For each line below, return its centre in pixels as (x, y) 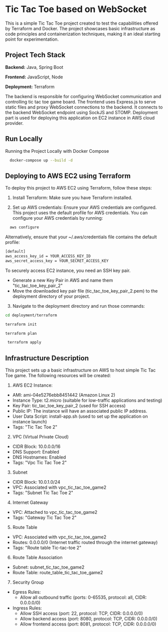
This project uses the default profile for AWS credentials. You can (80, 213)
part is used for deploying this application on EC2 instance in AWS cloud (80, 118)
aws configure (24, 227)
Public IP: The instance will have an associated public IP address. (80, 411)
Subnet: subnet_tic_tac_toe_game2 (48, 567)
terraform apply (24, 342)
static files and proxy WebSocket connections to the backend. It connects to (84, 107)
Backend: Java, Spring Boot (34, 67)
